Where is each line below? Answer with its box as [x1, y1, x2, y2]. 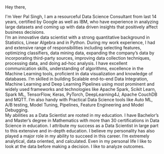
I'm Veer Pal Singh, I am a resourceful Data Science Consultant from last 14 [5, 14, 157, 19]
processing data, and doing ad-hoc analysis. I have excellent [5, 61, 128, 66]
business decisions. [5, 29, 45, 35]
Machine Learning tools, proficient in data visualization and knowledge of [5, 71, 153, 76]
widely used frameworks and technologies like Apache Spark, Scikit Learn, [5, 87, 156, 92]
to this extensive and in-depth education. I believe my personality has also [5, 128, 155, 133]
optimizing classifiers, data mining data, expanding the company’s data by [5, 50, 155, 56]
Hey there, [5, 4, 26, 10]
